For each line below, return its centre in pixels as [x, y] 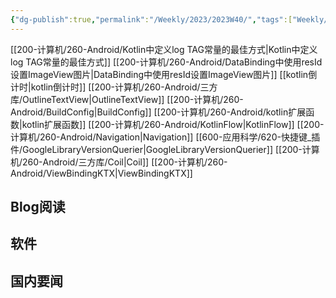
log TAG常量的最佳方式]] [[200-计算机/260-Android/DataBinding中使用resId [166, 62]
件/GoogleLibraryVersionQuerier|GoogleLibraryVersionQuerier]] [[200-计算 [165, 149]
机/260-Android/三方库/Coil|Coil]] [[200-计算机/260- [119, 162]
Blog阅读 [38, 207]
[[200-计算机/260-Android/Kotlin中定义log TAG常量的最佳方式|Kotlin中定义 [164, 49]
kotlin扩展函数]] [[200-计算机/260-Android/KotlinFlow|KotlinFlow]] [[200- [173, 124]
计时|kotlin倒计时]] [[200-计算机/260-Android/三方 [114, 87]
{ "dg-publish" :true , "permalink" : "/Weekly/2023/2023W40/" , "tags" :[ [151, 19]
